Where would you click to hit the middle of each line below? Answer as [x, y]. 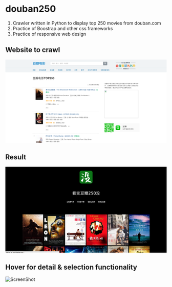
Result [16, 157]
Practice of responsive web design [49, 34]
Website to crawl [33, 50]
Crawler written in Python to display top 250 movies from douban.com [87, 23]
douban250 [31, 9]
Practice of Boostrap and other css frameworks [63, 28]
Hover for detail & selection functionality [71, 267]
